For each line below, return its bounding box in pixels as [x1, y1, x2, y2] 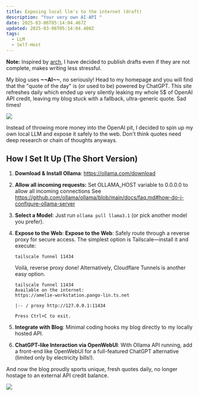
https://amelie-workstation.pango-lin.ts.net [14, 292, 129, 298]
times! [6, 101, 21, 108]
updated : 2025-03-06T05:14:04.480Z [6, 25, 94, 32]
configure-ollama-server [14, 200, 75, 207]
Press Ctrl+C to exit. [14, 313, 71, 319]
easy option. [14, 270, 46, 277]
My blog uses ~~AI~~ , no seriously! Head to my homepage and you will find [6, 76, 193, 83]
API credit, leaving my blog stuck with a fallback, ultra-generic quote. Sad [6, 95, 187, 102]
